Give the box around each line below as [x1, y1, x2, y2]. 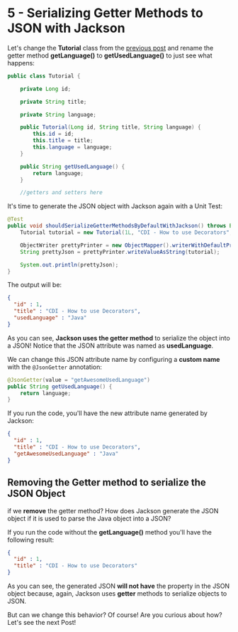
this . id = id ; [33, 130, 74, 138]
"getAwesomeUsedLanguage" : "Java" [13, 450, 119, 457]
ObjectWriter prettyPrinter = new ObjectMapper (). [20, 242, 173, 249]
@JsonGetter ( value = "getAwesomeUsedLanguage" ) [7, 376, 151, 383]
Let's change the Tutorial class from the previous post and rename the [7, 43, 214, 52]
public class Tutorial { [7, 73, 81, 80]
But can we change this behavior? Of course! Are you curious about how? [7, 611, 222, 619]
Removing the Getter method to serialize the [7, 476, 207, 488]
